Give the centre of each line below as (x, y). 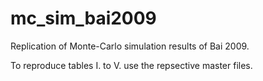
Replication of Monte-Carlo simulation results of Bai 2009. (130, 46)
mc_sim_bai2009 (83, 18)
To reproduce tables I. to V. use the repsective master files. (131, 65)
